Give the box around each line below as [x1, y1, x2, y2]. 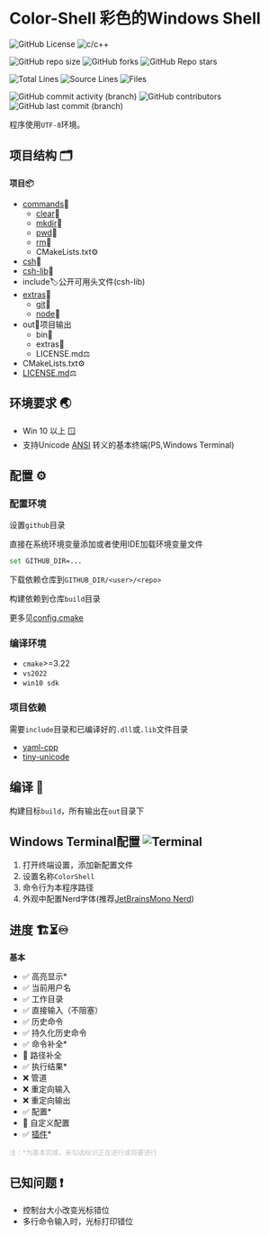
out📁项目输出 [22, 319, 72, 330]
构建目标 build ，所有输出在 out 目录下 [9, 805, 145, 816]
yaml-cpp [22, 741, 58, 752]
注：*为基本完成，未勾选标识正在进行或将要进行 [9, 1149, 157, 1158]
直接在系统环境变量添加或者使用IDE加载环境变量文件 [9, 539, 204, 549]
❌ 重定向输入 [22, 1084, 71, 1094]
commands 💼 [22, 198, 69, 209]
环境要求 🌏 [9, 395, 72, 411]
